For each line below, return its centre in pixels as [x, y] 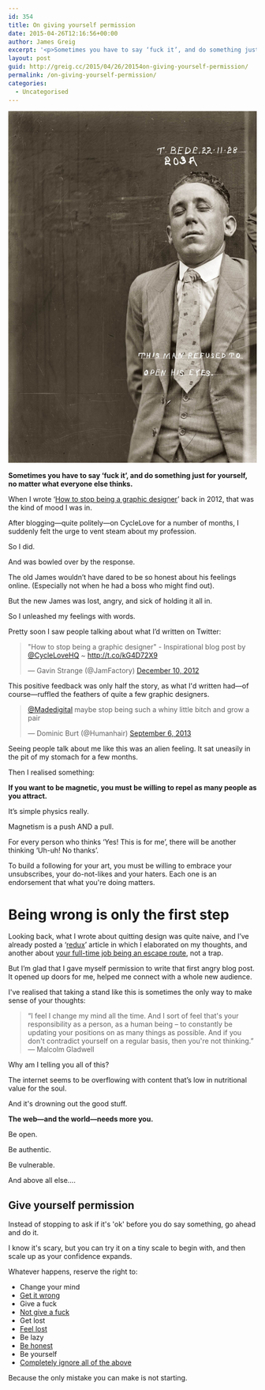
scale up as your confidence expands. [70, 1256]
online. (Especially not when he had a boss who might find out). [112, 586]
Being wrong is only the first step [119, 915]
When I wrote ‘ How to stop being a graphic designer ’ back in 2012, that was [131, 499]
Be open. [23, 1135]
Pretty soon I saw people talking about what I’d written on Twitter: [115, 631]
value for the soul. [37, 1089]
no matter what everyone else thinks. [71, 484]
